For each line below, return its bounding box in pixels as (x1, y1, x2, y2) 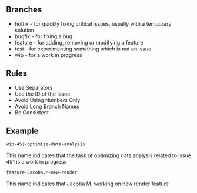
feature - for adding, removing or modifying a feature (14, 39, 143, 46)
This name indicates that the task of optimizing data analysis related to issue (6, 152, 192, 159)
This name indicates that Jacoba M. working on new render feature (6, 180, 169, 187)
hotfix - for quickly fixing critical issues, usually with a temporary (14, 20, 172, 27)
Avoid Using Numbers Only (14, 96, 81, 103)
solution (14, 26, 34, 33)
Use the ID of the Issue (14, 90, 71, 97)
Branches (6, 5, 42, 15)
